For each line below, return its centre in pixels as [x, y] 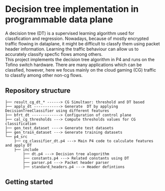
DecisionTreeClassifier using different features [57, 111]
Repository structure [38, 91]
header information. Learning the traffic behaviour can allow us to [72, 49]
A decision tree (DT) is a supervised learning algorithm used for [70, 33]
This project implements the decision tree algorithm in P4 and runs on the [80, 59]
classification [21, 124]
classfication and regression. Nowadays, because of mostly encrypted [77, 38]
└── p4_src [16, 137]
